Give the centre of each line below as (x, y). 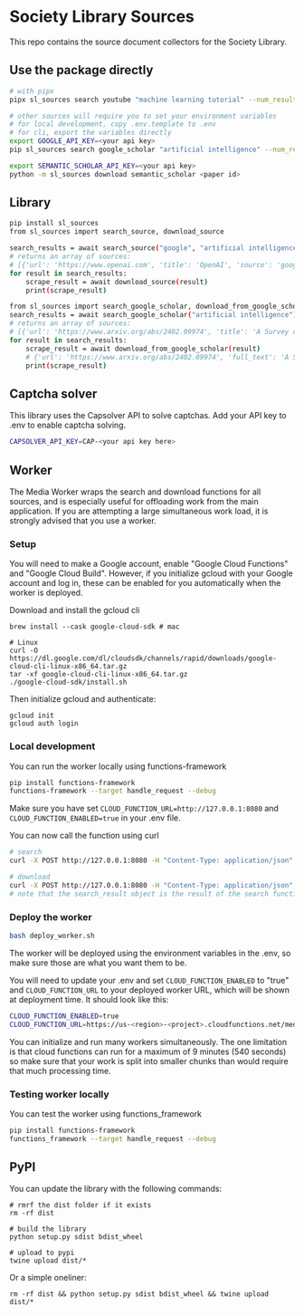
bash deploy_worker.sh (52, 936)
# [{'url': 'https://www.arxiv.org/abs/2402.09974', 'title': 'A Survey (149, 332)
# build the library (48, 1229)
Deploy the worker (51, 917)
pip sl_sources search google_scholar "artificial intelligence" (135, 149)
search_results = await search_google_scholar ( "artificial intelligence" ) (153, 315)
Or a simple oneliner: (48, 1278)
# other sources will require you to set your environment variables (143, 116)
